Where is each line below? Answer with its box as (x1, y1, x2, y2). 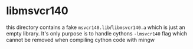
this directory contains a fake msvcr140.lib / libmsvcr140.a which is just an (6, 24, 185, 31)
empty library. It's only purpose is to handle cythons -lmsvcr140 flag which (6, 30, 188, 37)
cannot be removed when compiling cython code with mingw (6, 36, 155, 43)
